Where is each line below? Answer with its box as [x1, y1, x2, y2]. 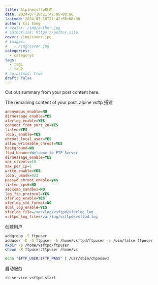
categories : [5, 48, 30, 53]
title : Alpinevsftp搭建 [5, 7, 53, 12]
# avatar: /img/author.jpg [5, 26, 61, 30]
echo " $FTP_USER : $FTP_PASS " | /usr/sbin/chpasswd [5, 256, 109, 261]
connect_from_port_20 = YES [5, 123, 58, 128]
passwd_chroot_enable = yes [5, 177, 58, 182]
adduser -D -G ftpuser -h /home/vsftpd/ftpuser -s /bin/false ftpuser [5, 238, 153, 243]
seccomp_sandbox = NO [5, 187, 45, 192]
